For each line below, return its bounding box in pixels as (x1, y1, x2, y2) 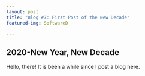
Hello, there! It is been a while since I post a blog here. (6, 63, 140, 71)
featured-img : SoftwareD (6, 20, 68, 26)
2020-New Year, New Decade (6, 47, 120, 57)
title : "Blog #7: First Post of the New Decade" (6, 14, 130, 20)
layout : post (6, 8, 39, 15)
